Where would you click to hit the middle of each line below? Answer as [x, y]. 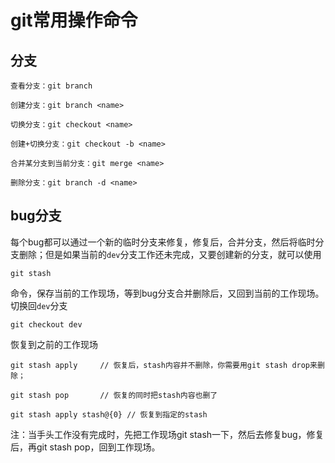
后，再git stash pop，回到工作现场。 [85, 447]
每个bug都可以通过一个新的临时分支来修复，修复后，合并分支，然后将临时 [163, 242]
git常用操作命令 [74, 20]
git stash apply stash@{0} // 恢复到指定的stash [109, 414]
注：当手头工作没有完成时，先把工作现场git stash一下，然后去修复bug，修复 [167, 434]
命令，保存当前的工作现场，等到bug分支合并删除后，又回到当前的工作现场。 [167, 293]
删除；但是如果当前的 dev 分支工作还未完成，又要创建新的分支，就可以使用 [170, 254]
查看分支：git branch [51, 86]
